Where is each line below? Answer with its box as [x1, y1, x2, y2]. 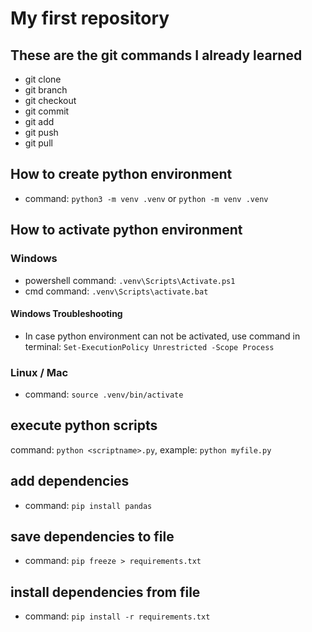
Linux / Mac [10, 365, 69, 379]
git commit [24, 105, 70, 117]
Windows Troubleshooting [10, 308, 123, 320]
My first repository [10, 7, 170, 30]
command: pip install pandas [24, 499, 153, 511]
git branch [24, 84, 68, 96]
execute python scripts [10, 417, 158, 434]
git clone [24, 73, 62, 85]
